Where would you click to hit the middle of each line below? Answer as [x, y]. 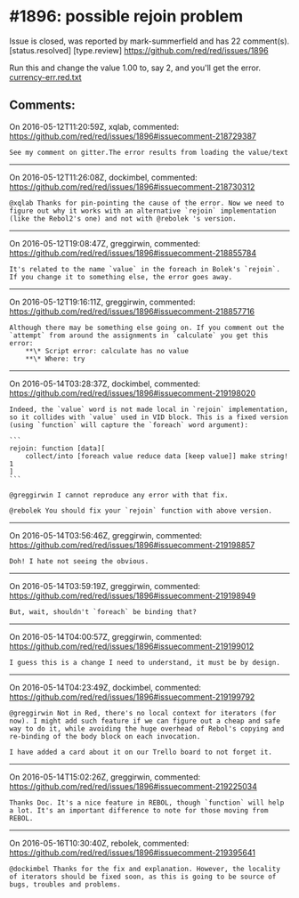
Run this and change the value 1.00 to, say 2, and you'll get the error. [135, 68]
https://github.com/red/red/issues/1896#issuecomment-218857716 [132, 311]
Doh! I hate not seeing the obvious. [79, 561]
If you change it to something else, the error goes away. [121, 277]
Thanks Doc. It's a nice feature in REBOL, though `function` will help [147, 803]
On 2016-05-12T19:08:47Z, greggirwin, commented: [105, 243]
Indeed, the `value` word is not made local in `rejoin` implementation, [149, 409]
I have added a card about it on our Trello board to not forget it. [141, 752]
